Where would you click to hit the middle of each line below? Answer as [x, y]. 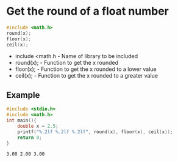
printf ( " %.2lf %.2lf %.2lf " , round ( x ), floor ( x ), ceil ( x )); [95, 132]
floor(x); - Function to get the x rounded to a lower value [86, 69]
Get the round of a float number [87, 11]
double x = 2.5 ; [38, 126]
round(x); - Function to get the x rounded [67, 63]
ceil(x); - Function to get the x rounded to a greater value [87, 76]
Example [23, 95]
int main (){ [21, 120]
